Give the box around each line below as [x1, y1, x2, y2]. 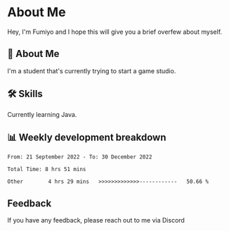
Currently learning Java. [7, 110, 77, 118]
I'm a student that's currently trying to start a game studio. [7, 66, 176, 75]
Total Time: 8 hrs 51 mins [7, 166, 86, 173]
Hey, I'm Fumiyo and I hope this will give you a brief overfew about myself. [7, 27, 223, 36]
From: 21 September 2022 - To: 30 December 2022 [7, 154, 152, 161]
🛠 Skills [7, 88, 44, 100]
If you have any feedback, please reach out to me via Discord [7, 216, 185, 225]
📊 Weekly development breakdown [7, 131, 166, 143]
